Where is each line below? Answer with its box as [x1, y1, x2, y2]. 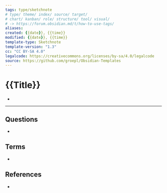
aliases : [5, 26, 23, 31]
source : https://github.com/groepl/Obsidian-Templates [5, 58, 121, 63]
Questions [5, 115, 38, 123]
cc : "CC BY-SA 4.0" [5, 49, 46, 54]
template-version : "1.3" [5, 44, 57, 49]
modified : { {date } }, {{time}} [5, 35, 68, 40]
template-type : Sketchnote [5, 40, 61, 45]
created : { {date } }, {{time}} [5, 30, 66, 35]
